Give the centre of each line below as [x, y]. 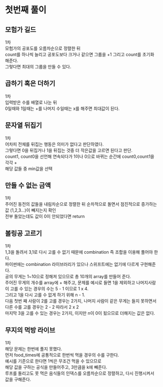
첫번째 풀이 [26, 10]
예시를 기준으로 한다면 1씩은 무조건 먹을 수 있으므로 [53, 361]
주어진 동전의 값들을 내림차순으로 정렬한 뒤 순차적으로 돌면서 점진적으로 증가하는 [81, 204]
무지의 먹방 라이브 [30, 330]
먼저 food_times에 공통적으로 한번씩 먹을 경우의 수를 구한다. [62, 355]
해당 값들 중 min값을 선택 [29, 169]
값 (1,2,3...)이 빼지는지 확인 [31, 210]
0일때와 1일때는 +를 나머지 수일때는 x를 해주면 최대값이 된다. [63, 108]
